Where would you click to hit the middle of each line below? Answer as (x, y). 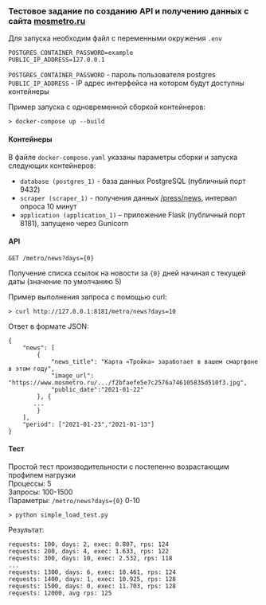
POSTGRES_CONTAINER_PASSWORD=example (71, 53)
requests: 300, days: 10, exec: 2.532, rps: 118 (90, 558)
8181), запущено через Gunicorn (74, 223)
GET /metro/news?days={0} (51, 258)
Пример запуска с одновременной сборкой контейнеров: (107, 107)
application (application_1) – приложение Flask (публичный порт (132, 215)
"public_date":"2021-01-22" (98, 389)
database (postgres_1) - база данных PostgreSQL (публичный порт (133, 181)
